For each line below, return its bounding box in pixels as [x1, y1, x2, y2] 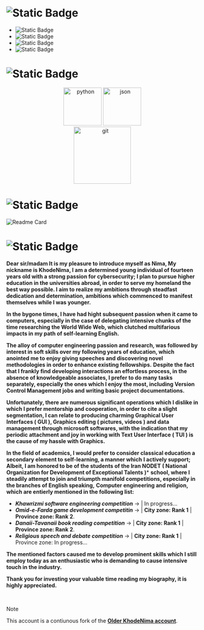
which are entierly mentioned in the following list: [6, 488, 135, 495]
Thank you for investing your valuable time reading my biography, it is [6, 575, 187, 583]
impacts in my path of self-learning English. [6, 329, 120, 337]
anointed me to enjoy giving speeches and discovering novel [6, 354, 163, 362]
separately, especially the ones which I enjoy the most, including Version [6, 380, 195, 388]
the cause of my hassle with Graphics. [6, 437, 105, 444]
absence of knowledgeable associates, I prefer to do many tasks [6, 374, 173, 381]
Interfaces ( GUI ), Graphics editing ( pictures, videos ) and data [6, 418, 169, 425]
